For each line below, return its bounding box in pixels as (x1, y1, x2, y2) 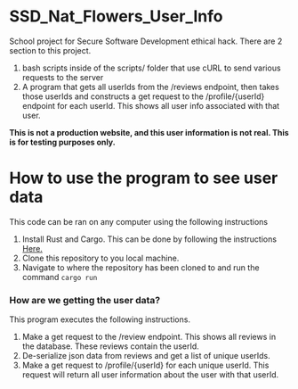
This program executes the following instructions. (9, 314, 191, 325)
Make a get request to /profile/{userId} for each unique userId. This (21, 360, 270, 371)
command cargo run (21, 271, 98, 282)
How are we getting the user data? (9, 294, 161, 306)
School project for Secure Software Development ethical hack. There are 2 (9, 36, 283, 46)
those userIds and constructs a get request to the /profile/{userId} (21, 91, 265, 102)
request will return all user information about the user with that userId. (21, 369, 279, 380)
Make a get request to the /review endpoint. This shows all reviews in (21, 332, 277, 343)
